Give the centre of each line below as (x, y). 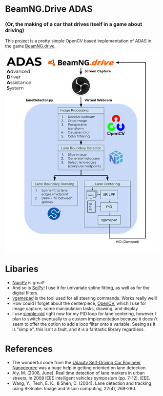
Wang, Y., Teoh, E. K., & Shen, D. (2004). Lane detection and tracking (82, 383)
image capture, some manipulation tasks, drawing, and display (75, 308)
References (29, 349)
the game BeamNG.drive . (31, 46)
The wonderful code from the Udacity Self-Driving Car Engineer (76, 362)
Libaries (22, 269)
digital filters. (25, 293)
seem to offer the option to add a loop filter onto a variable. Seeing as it (84, 324)
